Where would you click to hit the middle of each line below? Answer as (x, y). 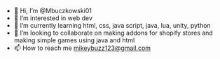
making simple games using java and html (74, 40)
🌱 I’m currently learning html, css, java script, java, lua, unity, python (112, 25)
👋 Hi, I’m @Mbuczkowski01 (53, 11)
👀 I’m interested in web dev (53, 18)
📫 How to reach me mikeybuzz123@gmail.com (82, 48)
